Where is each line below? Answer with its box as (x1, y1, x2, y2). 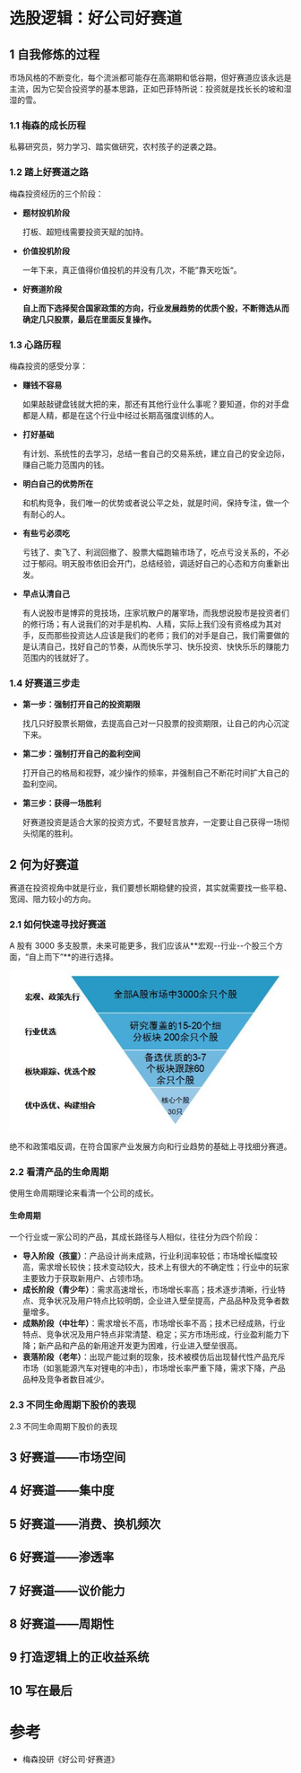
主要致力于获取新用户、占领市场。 (21, 1273, 149, 1284)
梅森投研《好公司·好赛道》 (21, 1753, 119, 1764)
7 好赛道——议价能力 (9, 1583, 125, 1598)
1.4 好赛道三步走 (9, 677, 81, 689)
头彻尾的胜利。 (21, 828, 78, 839)
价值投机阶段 (21, 245, 70, 256)
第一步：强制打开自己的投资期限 (21, 699, 141, 710)
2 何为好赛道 (9, 856, 79, 872)
